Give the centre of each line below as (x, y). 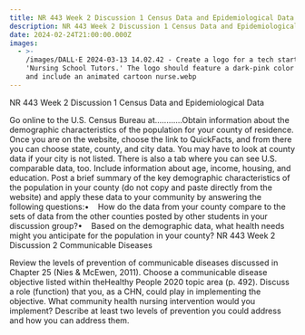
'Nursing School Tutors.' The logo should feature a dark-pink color (160, 69)
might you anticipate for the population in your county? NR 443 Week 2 (143, 235)
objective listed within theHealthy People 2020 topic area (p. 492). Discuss (150, 282)
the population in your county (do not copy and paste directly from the (141, 187)
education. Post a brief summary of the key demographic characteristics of (150, 177)
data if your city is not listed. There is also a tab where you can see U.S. (143, 158)
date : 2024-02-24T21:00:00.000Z (70, 34)
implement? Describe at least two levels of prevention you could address (145, 311)
